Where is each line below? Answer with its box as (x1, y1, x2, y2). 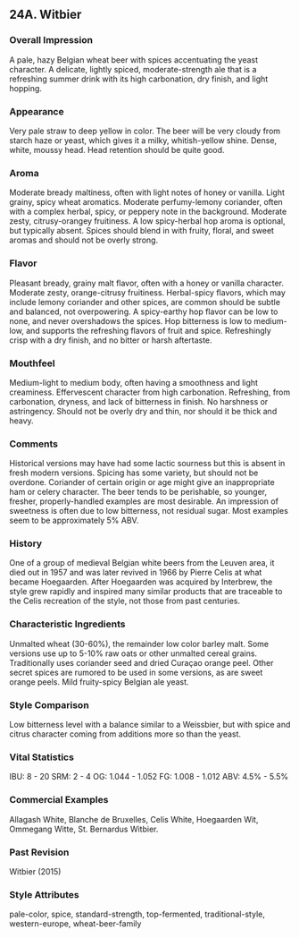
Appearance (9, 105, 64, 117)
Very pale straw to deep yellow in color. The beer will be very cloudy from (9, 125, 281, 136)
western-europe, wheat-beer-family (9, 918, 142, 929)
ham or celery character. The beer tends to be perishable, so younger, (9, 487, 268, 498)
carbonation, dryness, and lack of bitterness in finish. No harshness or (9, 396, 269, 406)
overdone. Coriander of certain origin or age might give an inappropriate (9, 477, 275, 488)
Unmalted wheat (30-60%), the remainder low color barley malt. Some (9, 638, 270, 649)
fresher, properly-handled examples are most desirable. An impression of (9, 496, 279, 507)
